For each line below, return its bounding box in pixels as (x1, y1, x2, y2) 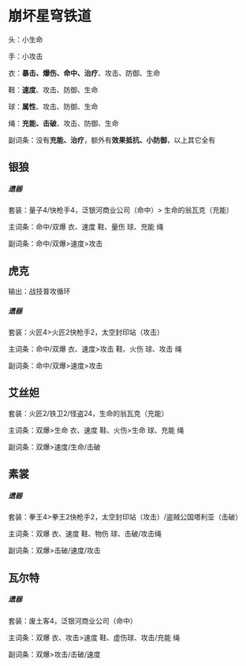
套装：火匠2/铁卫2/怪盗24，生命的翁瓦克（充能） (8, 408, 169, 418)
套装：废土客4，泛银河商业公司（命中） (8, 616, 138, 625)
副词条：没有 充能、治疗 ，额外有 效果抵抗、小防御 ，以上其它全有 (8, 135, 215, 144)
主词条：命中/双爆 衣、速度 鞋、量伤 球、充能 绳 (8, 222, 164, 232)
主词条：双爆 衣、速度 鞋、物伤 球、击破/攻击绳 (8, 529, 162, 538)
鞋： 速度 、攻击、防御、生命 (8, 84, 99, 95)
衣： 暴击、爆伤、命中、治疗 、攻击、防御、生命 (8, 68, 160, 77)
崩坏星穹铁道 (8, 7, 92, 25)
